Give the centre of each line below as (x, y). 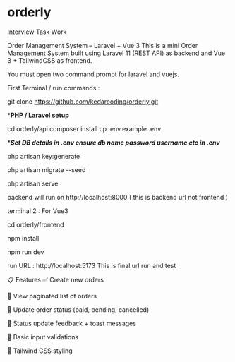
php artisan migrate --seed (47, 169)
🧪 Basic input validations (43, 337)
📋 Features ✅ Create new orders (56, 279)
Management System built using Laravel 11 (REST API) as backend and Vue (116, 53)
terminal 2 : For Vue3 (38, 211)
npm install (23, 238)
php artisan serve (33, 183)
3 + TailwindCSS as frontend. (50, 60)
